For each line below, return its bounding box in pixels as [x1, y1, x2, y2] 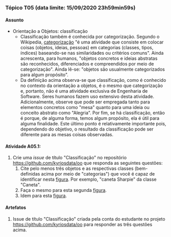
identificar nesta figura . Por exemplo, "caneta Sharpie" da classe [20, 176, 157, 183]
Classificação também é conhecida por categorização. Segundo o [20, 34, 160, 40]
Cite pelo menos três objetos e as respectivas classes [20, 165, 134, 171]
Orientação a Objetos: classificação [12, 28, 88, 34]
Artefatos [5, 204, 27, 210]
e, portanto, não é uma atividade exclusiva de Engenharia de [20, 88, 148, 94]
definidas [20, 171, 40, 177]
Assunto [5, 17, 24, 23]
